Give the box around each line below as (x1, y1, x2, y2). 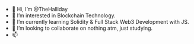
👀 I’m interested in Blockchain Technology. (11, 12, 116, 19)
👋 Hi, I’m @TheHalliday (11, 6, 68, 12)
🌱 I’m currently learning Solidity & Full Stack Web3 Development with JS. (11, 18, 189, 25)
